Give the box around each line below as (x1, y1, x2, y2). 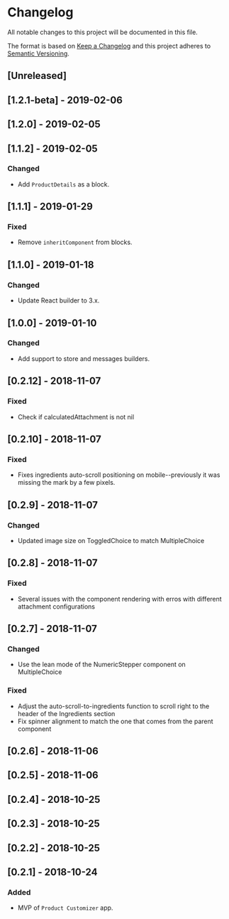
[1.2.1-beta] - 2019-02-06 (7, 94, 123, 106)
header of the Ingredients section (17, 709, 116, 718)
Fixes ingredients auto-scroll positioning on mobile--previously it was (17, 471, 220, 479)
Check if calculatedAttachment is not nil (17, 412, 135, 421)
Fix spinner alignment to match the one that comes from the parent (17, 717, 214, 725)
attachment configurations (17, 602, 96, 611)
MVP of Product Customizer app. (17, 903, 113, 912)
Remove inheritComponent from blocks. (17, 238, 133, 246)
